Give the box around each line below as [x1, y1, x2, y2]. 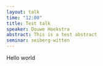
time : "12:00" [6, 15, 43, 21]
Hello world [6, 54, 36, 61]
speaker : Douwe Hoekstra [6, 26, 70, 32]
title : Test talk [6, 20, 51, 26]
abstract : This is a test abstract [6, 32, 97, 38]
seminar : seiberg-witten [6, 37, 70, 43]
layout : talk [6, 9, 40, 15]
